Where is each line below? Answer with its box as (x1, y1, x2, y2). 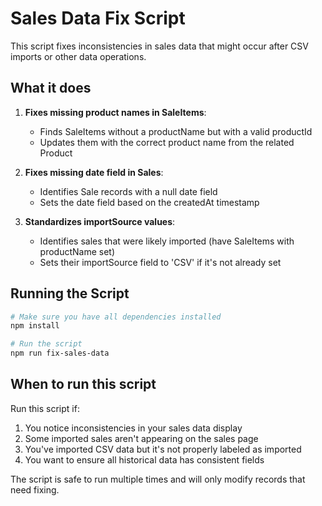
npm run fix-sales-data (10, 348, 110, 359)
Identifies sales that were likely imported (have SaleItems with (39, 235, 295, 247)
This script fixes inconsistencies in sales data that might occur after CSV (10, 40, 309, 52)
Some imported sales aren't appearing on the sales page (24, 432, 259, 444)
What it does (10, 80, 92, 97)
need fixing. (10, 483, 60, 496)
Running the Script (10, 285, 130, 302)
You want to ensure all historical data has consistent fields (24, 453, 265, 466)
